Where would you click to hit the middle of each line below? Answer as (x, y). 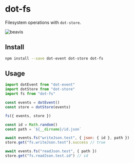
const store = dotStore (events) (38, 107)
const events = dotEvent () (32, 103)
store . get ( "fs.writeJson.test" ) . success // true (55, 143)
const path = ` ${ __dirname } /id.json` (43, 129)
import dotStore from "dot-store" (40, 89)
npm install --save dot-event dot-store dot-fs (54, 58)
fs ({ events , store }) (28, 116)
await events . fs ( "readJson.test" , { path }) (51, 151)
